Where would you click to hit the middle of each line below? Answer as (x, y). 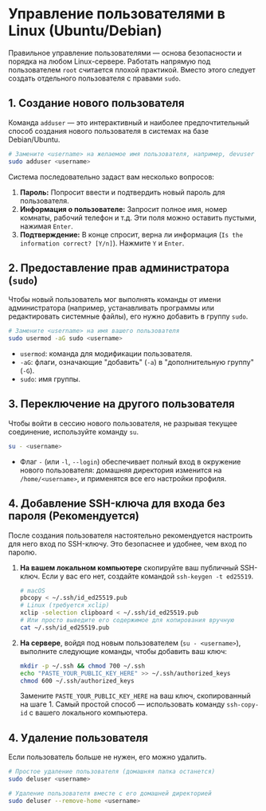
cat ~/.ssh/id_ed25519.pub (65, 627)
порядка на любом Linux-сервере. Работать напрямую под (110, 61)
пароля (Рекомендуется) (74, 516)
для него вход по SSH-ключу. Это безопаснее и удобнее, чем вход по (127, 543)
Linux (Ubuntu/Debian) (85, 31)
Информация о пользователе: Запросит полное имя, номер (123, 209)
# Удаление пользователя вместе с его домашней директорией (110, 793)
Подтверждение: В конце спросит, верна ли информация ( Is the (131, 234)
